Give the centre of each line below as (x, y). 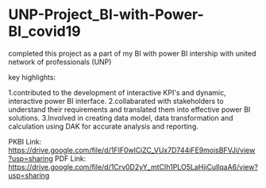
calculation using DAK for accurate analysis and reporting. (103, 126)
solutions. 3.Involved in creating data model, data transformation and (121, 117)
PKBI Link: (25, 141)
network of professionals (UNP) (60, 62)
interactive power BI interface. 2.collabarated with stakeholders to (116, 101)
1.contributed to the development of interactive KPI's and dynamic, (117, 92)
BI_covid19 (44, 31)
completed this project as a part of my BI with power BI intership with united (132, 53)
